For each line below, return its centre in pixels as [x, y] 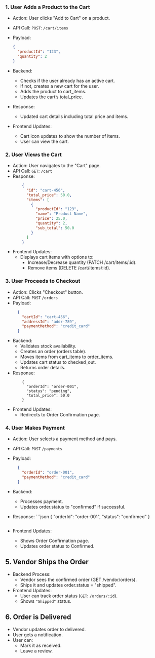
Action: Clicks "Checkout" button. [48, 292]
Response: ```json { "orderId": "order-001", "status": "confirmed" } [81, 516]
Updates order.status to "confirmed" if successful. [73, 507]
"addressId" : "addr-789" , [49, 322]
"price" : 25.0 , [51, 219]
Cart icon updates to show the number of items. [70, 136]
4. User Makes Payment [35, 428]
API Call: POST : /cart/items [40, 28]
